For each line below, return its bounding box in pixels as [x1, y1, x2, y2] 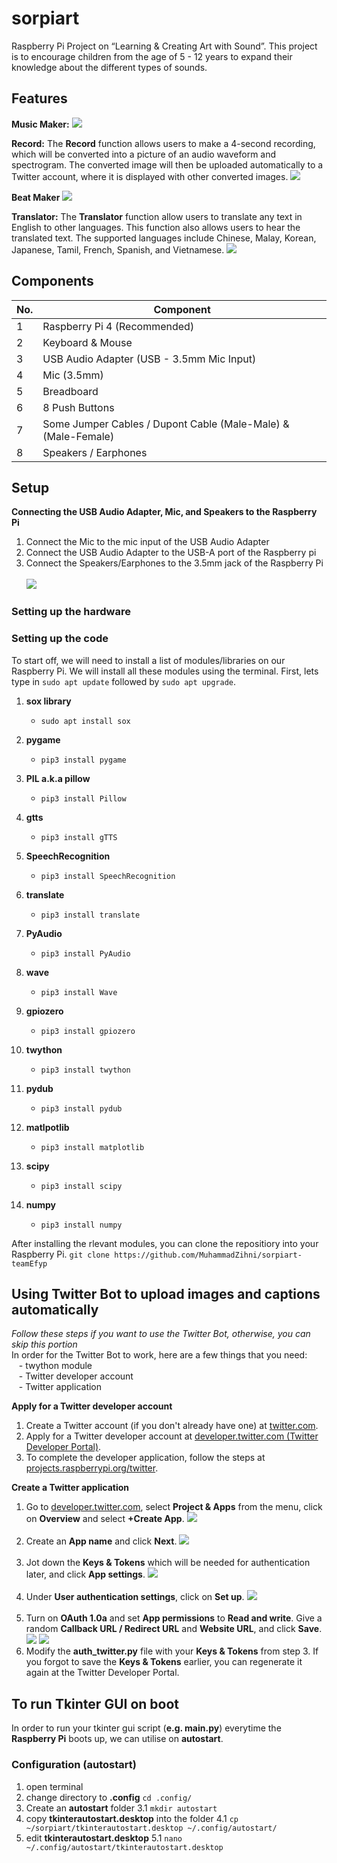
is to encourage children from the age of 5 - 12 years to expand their [11, 50, 293, 62]
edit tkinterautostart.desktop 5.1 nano [25, 1832, 183, 1844]
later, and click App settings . [25, 1568, 146, 1581]
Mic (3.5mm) [42, 368, 104, 382]
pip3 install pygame [40, 755, 127, 765]
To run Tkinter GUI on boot [11, 1695, 179, 1712]
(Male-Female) [42, 429, 115, 443]
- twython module [18, 1360, 93, 1372]
